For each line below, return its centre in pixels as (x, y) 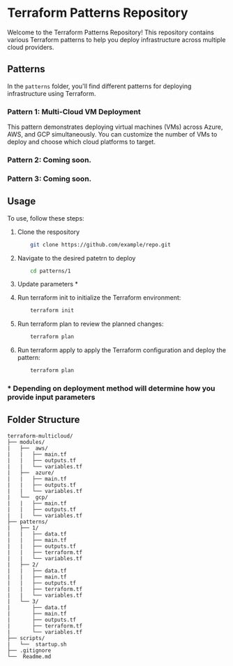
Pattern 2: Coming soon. (50, 160)
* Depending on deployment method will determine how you (111, 388)
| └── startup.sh (37, 644)
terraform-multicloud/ (40, 436)
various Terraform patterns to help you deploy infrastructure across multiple (116, 39)
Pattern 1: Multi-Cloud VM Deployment (74, 111)
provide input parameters (51, 397)
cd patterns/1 (51, 271)
